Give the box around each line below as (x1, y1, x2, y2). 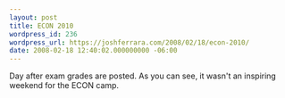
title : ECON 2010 (9, 21, 74, 30)
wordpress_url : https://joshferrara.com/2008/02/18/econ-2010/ (9, 37, 250, 47)
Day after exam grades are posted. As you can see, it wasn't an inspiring (9, 70, 277, 81)
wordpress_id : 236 (9, 29, 78, 38)
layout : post (9, 12, 58, 22)
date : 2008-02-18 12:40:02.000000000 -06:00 (9, 46, 178, 55)
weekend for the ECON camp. (9, 80, 119, 91)
